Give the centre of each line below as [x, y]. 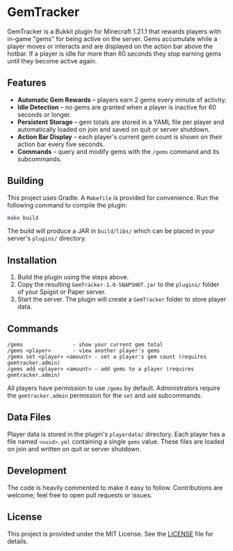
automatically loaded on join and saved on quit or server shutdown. [114, 129]
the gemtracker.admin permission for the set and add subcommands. [105, 396]
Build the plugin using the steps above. [73, 277]
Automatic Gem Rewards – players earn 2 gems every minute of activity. [122, 100]
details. [18, 541]
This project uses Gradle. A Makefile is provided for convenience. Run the [113, 197]
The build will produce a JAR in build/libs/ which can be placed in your [111, 231]
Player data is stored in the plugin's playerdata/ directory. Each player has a [116, 434]
